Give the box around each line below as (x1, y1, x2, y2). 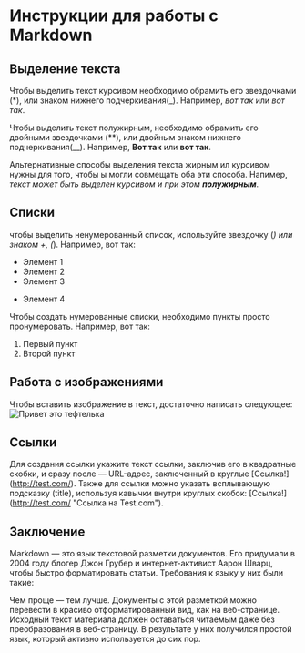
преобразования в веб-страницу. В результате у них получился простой (9, 624, 293, 635)
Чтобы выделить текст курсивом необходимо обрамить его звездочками (9, 86, 297, 96)
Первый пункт (22, 338, 78, 349)
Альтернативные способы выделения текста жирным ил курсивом (9, 159, 270, 169)
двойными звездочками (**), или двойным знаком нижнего (9, 132, 241, 142)
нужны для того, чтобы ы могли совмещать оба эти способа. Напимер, (9, 169, 289, 179)
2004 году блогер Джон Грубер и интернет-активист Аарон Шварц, (9, 557, 274, 569)
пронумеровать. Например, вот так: (9, 321, 150, 332)
